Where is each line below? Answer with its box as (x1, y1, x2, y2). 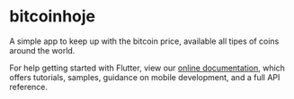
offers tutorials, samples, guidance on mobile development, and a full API (9, 71, 281, 82)
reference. (9, 81, 48, 92)
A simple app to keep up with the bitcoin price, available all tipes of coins (9, 36, 280, 46)
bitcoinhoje (9, 6, 96, 27)
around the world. (9, 45, 76, 55)
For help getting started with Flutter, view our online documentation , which (9, 62, 286, 73)
